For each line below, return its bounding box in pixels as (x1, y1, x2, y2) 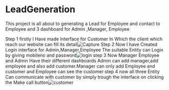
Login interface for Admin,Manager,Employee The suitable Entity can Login (5, 47, 164, 53)
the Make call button (5, 79, 49, 85)
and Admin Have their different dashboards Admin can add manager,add (5, 57, 159, 63)
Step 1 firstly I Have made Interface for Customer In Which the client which (5, 36, 163, 42)
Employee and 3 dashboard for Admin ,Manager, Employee (5, 26, 130, 32)
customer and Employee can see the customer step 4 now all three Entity (5, 68, 160, 75)
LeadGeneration (5, 4, 76, 15)
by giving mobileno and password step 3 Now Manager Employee (5, 52, 160, 58)
